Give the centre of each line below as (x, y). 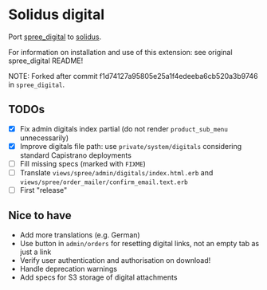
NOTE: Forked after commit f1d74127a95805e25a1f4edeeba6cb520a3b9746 (133, 76)
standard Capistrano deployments (75, 155)
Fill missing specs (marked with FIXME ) (82, 163)
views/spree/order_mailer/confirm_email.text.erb (104, 182)
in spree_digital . (37, 84)
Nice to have (40, 216)
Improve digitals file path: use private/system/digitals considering (131, 146)
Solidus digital (57, 15)
